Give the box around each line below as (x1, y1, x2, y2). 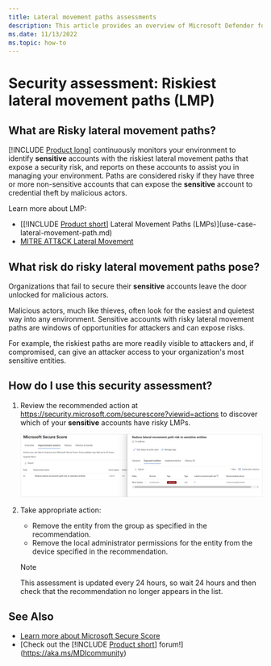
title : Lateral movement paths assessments (8, 13, 157, 21)
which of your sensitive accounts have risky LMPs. (19, 417, 191, 428)
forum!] (158, 639, 184, 650)
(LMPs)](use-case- (192, 219, 256, 230)
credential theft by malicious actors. (8, 188, 127, 198)
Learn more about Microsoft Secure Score (19, 631, 161, 641)
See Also (8, 610, 54, 623)
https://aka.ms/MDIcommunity (23, 648, 124, 658)
